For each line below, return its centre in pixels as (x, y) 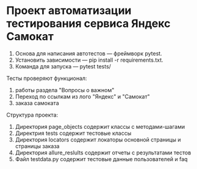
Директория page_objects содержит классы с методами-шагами (100, 126)
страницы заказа (37, 146)
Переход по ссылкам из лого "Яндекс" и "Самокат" (83, 96)
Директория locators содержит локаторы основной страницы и (98, 139)
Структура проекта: (32, 115)
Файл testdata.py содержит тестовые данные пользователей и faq (101, 159)
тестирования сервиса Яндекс (88, 23)
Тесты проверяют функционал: (47, 78)
